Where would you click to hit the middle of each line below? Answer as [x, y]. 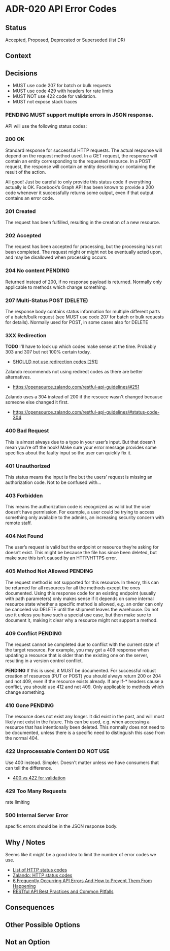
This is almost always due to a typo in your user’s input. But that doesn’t [80, 442]
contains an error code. [30, 198]
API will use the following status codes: [46, 126]
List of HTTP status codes [40, 870]
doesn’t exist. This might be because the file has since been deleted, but [81, 553]
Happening [24, 886]
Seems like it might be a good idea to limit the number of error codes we [81, 855]
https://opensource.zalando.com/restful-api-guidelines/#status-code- [86, 412]
